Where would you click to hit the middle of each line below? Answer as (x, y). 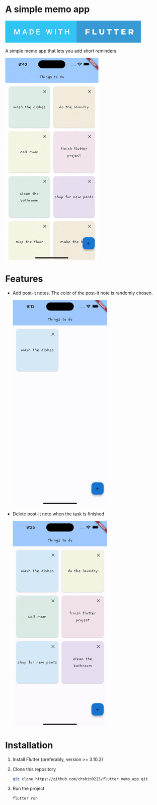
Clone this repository (34, 769)
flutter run (25, 798)
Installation (29, 745)
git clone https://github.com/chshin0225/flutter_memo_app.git (80, 779)
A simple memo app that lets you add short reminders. (61, 51)
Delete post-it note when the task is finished (58, 514)
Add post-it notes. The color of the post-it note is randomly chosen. (83, 293)
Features (24, 279)
